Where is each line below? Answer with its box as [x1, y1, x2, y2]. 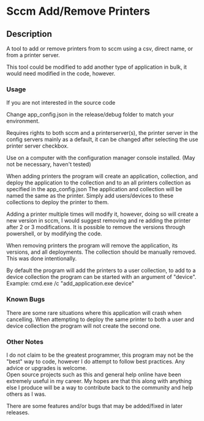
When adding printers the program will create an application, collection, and [6, 173, 198, 180]
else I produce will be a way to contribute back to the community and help [6, 384, 194, 391]
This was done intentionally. [6, 255, 77, 262]
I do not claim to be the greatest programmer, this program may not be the [6, 351, 194, 358]
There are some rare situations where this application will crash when [6, 309, 182, 316]
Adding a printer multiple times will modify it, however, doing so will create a [6, 210, 198, 218]
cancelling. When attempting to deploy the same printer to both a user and [6, 316, 195, 323]
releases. [6, 409, 29, 416]
